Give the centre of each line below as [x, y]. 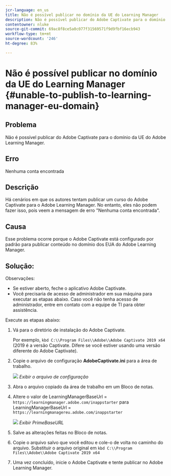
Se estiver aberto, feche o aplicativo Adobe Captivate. [69, 288]
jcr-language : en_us [27, 10]
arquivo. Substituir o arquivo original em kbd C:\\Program [72, 448]
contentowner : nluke [27, 24]
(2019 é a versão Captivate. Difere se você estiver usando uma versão [87, 345]
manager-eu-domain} [52, 106]
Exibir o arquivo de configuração [54, 377]
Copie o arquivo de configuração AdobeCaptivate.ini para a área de [85, 361]
